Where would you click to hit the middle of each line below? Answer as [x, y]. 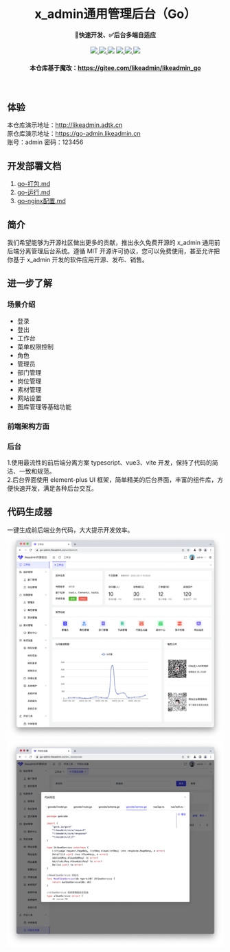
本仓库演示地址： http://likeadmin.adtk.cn [65, 125]
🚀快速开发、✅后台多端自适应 [115, 34]
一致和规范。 [37, 471]
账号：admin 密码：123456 [45, 142]
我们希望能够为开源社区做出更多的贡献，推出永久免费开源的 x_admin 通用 [111, 243]
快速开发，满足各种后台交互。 [55, 488]
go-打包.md [34, 184]
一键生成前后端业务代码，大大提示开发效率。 [70, 530]
